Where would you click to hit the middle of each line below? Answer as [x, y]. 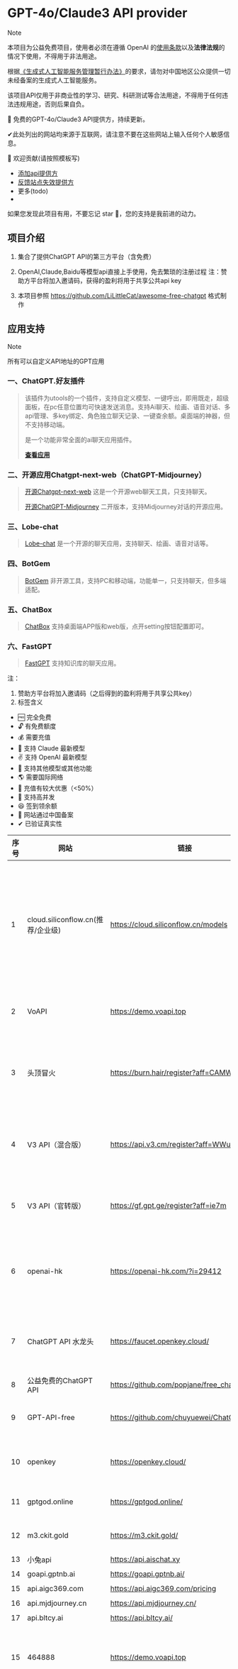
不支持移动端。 [46, 424]
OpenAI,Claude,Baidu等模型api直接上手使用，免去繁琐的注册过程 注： [119, 272]
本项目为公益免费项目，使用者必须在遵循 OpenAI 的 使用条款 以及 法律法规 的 [116, 47]
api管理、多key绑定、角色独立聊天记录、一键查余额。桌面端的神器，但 [127, 416]
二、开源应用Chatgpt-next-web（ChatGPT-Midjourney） [107, 475]
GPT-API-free [51, 1418]
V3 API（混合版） [57, 1145]
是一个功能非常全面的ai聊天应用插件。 [80, 439]
